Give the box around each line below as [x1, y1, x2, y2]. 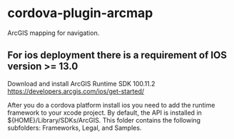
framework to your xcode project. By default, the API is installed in [7, 108, 202, 117]
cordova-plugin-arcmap [7, 5, 153, 21]
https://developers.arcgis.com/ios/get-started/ [7, 87, 145, 96]
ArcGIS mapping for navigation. [7, 29, 100, 37]
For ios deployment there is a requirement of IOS [7, 49, 227, 61]
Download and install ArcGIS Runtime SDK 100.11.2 [7, 79, 156, 88]
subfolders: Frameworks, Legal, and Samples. [7, 123, 142, 132]
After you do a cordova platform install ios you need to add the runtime [7, 101, 215, 109]
